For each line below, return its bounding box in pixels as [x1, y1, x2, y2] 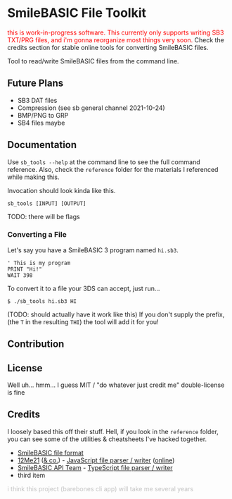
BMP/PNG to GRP [17, 111, 69, 119]
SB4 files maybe [17, 118, 65, 127]
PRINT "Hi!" [7, 266, 42, 273]
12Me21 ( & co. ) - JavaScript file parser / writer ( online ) [17, 456, 175, 464]
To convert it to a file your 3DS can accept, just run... [7, 284, 160, 292]
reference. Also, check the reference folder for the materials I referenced [7, 165, 219, 173]
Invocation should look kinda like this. [7, 186, 116, 195]
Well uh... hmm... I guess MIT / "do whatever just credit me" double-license [7, 381, 225, 389]
